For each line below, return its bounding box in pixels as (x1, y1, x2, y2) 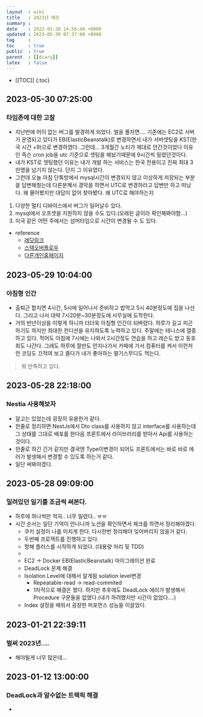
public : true (6, 49, 45, 55)
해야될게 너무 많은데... (15, 654, 67, 661)
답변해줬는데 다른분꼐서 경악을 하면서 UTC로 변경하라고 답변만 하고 (21, 182, 181, 189)
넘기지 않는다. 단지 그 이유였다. (31, 166, 104, 174)
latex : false (6, 60, 47, 66)
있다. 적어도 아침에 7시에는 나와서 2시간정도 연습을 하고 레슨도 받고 (26, 334, 185, 341)
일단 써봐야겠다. (15, 460, 53, 468)
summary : (6, 20, 32, 26)
